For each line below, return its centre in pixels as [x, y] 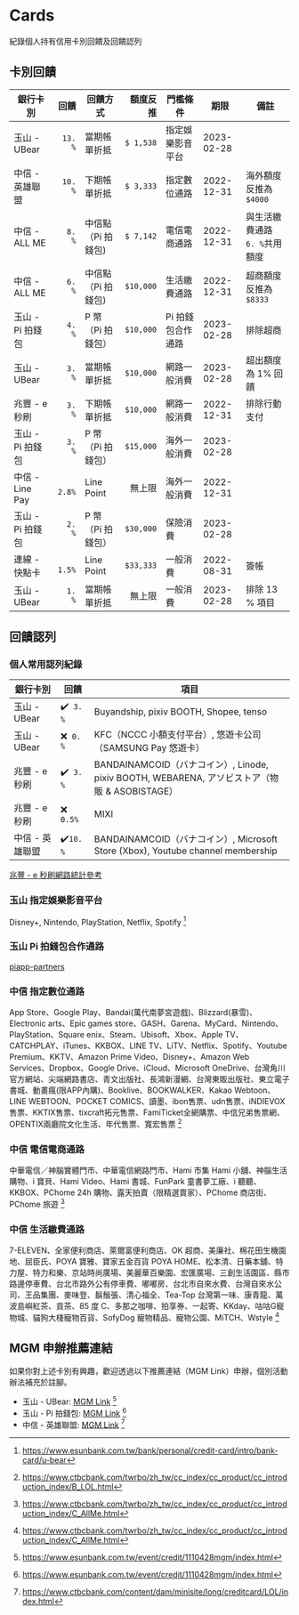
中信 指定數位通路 [47, 991]
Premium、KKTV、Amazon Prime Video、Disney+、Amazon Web [129, 1056]
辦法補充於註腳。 [40, 1382]
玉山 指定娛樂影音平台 [56, 900]
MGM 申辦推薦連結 [61, 1348]
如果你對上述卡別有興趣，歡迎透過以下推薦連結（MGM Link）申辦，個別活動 [149, 1371]
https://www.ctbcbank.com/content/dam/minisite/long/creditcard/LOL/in [155, 1592]
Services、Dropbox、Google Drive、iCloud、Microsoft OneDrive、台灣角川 [148, 1068]
